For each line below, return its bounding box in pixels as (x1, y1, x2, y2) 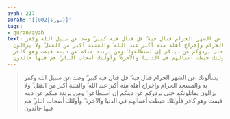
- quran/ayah (7, 29, 44, 36)
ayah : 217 (7, 10, 36, 17)
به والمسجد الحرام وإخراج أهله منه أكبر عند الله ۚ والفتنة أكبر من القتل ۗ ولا (23, 81, 207, 89)
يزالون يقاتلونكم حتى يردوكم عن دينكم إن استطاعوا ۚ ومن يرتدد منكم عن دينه (23, 88, 217, 96)
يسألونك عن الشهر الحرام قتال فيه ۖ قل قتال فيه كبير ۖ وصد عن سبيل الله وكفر (23, 73, 219, 81)
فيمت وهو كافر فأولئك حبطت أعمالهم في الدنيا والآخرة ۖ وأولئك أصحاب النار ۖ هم (23, 96, 222, 105)
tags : (7, 23, 23, 29)
